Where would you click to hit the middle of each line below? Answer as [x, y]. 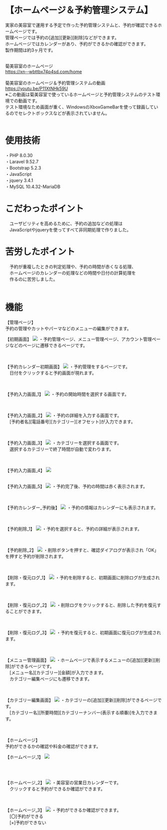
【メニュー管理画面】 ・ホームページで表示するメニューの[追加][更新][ [81, 660]
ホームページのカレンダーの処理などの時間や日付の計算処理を [73, 272]
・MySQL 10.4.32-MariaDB [33, 186]
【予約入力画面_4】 [25, 470]
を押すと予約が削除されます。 [36, 556]
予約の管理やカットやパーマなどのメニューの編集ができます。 [68, 328]
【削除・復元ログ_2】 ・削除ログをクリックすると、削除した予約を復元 [81, 605]
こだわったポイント [45, 209]
